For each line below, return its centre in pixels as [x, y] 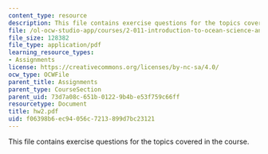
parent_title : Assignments [53, 82]
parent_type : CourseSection [55, 89]
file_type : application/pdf [55, 45]
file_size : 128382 [39, 38]
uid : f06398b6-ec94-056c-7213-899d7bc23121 [82, 119]
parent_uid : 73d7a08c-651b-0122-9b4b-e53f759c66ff [94, 97]
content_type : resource [48, 15]
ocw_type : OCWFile [39, 75]
